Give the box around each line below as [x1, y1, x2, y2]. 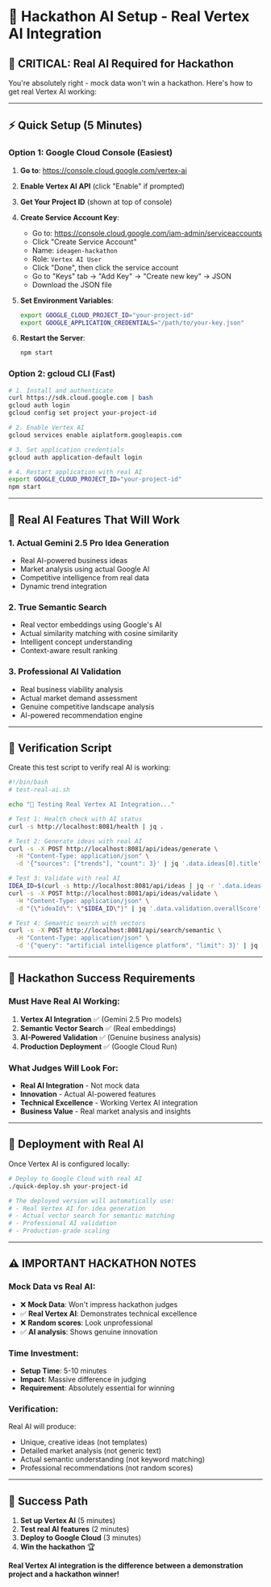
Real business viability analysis [19, 684, 123, 694]
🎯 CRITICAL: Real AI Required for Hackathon [8, 57, 234, 70]
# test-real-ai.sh [8, 786, 70, 794]
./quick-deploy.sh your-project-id [8, 1182, 128, 1190]
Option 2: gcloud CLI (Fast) [8, 368, 116, 380]
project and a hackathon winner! [8, 1569, 119, 1579]
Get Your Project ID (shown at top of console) [19, 197, 173, 206]
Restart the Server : [19, 333, 85, 343]
